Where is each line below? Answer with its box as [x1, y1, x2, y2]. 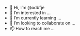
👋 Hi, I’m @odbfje [9, 5, 45, 10]
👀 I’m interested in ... [9, 10, 51, 16]
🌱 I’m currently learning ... [9, 15, 62, 20]
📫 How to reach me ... [9, 26, 55, 31]
